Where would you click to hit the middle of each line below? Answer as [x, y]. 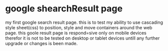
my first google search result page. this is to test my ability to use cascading [84, 22]
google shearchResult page [64, 9]
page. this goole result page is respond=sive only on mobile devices [76, 33]
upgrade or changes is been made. [41, 43]
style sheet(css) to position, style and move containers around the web [79, 27]
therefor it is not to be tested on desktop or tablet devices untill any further [82, 38]
